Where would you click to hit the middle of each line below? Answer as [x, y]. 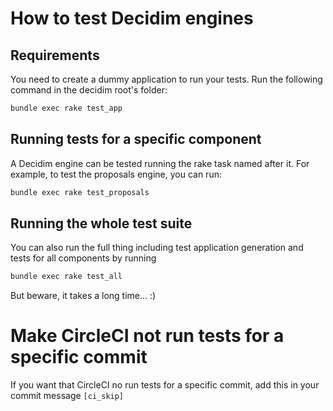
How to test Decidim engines [132, 18]
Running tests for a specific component [136, 139]
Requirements [55, 55]
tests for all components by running [83, 258]
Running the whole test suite [101, 223]
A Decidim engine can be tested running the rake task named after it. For [160, 163]
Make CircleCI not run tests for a [147, 336]
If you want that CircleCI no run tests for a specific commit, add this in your [165, 385]
